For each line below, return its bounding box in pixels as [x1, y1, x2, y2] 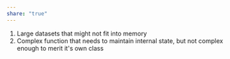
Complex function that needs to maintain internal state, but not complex [16, 36, 224, 45]
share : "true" [6, 10, 48, 17]
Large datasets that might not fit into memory [16, 29, 148, 37]
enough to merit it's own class [16, 44, 104, 52]
